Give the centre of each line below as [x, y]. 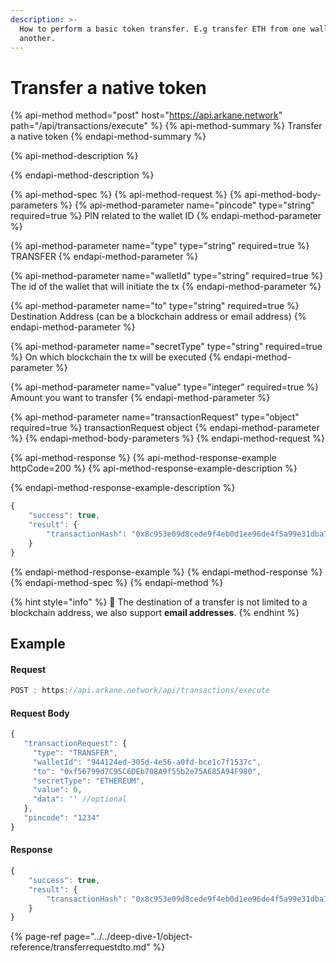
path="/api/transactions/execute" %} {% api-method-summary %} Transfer [166, 126]
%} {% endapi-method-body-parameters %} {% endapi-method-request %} [168, 438]
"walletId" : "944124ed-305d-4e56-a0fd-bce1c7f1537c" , [147, 762]
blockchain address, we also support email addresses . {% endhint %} [155, 612]
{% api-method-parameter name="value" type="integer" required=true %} [165, 387]
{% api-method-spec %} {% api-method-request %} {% [126, 195]
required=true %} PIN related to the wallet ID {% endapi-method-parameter [166, 216]
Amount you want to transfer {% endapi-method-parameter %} [140, 398]
